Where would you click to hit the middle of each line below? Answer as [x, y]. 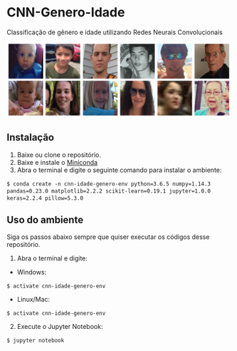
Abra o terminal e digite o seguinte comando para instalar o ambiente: [119, 170]
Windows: [32, 273]
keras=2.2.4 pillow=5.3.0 [45, 198]
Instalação [31, 137]
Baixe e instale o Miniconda [57, 162]
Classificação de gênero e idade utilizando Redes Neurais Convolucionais [115, 32]
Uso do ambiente [45, 220]
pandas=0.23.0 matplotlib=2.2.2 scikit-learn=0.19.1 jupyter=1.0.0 [109, 191]
